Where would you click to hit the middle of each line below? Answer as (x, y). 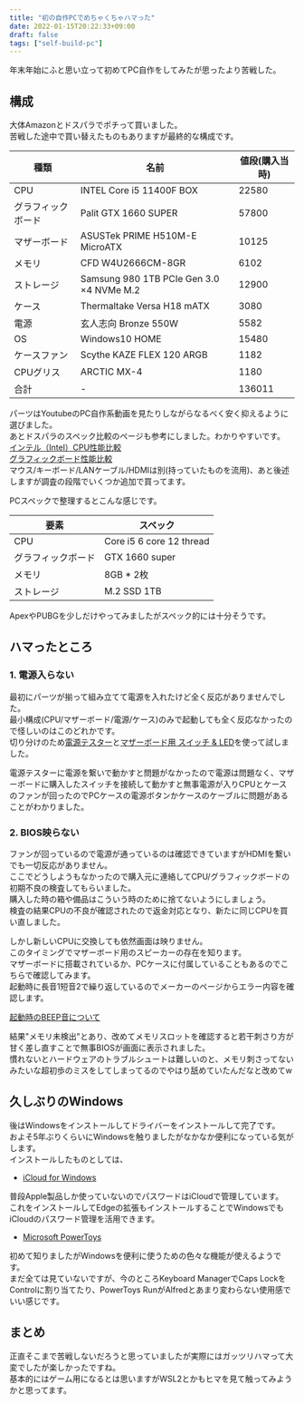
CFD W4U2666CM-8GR (133, 263)
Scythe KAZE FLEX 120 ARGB (144, 355)
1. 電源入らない (42, 675)
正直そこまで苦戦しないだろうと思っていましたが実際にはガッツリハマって (147, 1356)
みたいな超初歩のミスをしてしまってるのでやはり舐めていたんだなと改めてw (151, 1070)
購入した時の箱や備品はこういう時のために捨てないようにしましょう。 (140, 900)
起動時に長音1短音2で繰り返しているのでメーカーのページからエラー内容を (148, 987)
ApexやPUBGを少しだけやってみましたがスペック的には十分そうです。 (140, 616)
